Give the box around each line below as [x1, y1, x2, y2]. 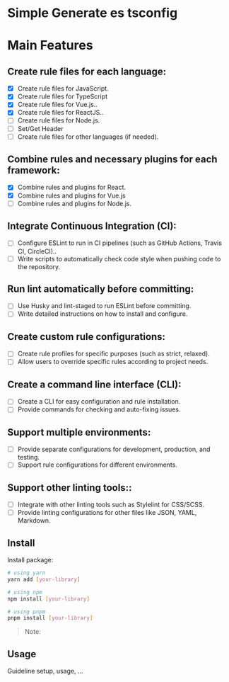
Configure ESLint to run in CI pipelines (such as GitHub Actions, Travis [17, 239, 223, 247]
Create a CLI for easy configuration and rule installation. [17, 397, 181, 406]
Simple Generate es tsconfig [7, 5, 178, 21]
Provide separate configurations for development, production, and [17, 445, 211, 454]
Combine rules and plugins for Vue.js [17, 191, 126, 200]
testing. [17, 453, 40, 462]
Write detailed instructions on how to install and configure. [17, 309, 188, 318]
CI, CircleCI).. [17, 246, 57, 256]
